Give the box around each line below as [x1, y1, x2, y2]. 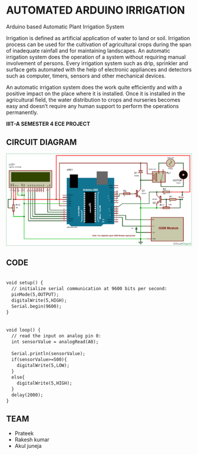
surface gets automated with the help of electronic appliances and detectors [6, 66, 192, 73]
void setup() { [6, 280, 44, 286]
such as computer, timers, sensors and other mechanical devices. [6, 72, 166, 79]
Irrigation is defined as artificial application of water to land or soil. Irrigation [6, 34, 190, 41]
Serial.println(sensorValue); [11, 351, 85, 357]
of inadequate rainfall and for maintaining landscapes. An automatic [6, 47, 171, 54]
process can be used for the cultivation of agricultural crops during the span [6, 41, 192, 48]
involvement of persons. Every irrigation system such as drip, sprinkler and [6, 60, 189, 67]
